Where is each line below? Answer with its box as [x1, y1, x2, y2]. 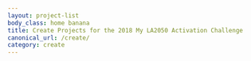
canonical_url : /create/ [7, 33, 90, 42]
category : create [7, 41, 65, 49]
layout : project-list [7, 11, 80, 20]
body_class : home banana [7, 19, 90, 27]
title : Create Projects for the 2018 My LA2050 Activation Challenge [7, 26, 244, 34]
